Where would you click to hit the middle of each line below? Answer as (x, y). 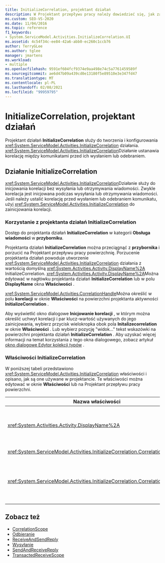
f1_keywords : (18, 32)
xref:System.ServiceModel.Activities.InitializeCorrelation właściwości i (76, 374)
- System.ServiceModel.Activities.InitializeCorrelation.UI (68, 37)
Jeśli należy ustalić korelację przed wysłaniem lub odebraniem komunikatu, (81, 199)
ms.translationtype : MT (29, 78)
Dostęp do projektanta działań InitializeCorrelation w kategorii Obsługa (78, 233)
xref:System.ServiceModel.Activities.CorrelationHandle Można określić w (79, 294)
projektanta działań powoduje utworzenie (47, 258)
